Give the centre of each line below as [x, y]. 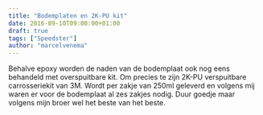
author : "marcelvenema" [48, 46]
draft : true [28, 31]
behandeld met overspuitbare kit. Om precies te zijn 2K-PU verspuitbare [127, 77]
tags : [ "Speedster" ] [43, 38]
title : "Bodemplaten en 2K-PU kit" [68, 16]
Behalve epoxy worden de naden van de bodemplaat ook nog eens [119, 68]
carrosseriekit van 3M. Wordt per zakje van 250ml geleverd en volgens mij [131, 86]
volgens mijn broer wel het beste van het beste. [87, 103]
